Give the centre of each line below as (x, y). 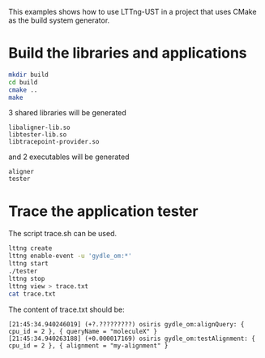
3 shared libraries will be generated (68, 113)
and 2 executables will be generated (69, 157)
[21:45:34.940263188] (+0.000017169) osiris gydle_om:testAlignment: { (132, 339)
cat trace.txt (32, 294)
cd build (23, 82)
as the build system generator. (59, 20)
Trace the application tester (103, 211)
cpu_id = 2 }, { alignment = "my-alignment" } (88, 345)
